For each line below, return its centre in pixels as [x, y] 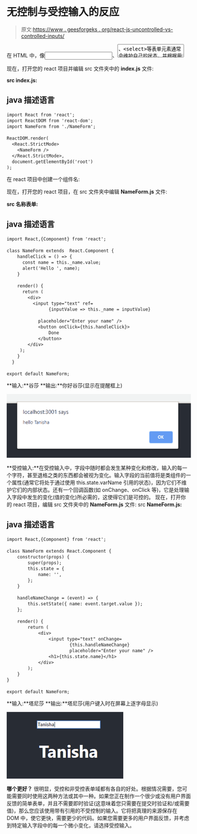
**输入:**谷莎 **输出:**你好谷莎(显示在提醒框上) [65, 385]
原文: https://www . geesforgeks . [61, 29]
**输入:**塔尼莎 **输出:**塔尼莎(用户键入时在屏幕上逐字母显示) [82, 703]
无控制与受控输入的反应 [63, 12]
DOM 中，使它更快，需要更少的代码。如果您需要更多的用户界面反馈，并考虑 [98, 818]
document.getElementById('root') [53, 162]
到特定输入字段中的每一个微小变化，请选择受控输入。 [71, 825]
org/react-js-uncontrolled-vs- [137, 29]
